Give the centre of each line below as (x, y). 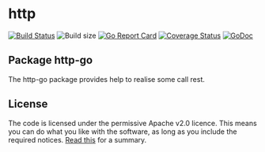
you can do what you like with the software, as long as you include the (123, 132)
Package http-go (51, 60)
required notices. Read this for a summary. (78, 139)
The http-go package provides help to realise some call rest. (107, 79)
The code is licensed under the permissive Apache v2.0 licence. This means (132, 123)
